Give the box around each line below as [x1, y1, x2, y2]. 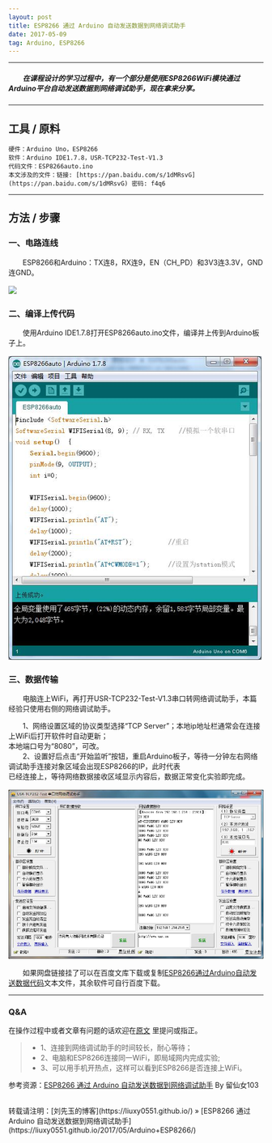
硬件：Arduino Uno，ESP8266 [8, 146, 99, 154]
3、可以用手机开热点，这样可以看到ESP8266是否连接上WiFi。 [40, 1063, 247, 1073]
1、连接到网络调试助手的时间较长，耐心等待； [40, 1043, 193, 1052]
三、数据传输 [8, 673, 59, 685]
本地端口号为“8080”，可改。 [8, 741, 104, 751]
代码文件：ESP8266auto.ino [8, 163, 93, 171]
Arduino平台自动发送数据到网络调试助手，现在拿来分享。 [8, 83, 200, 93]
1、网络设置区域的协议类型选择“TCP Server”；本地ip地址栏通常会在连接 [22, 721, 261, 731]
